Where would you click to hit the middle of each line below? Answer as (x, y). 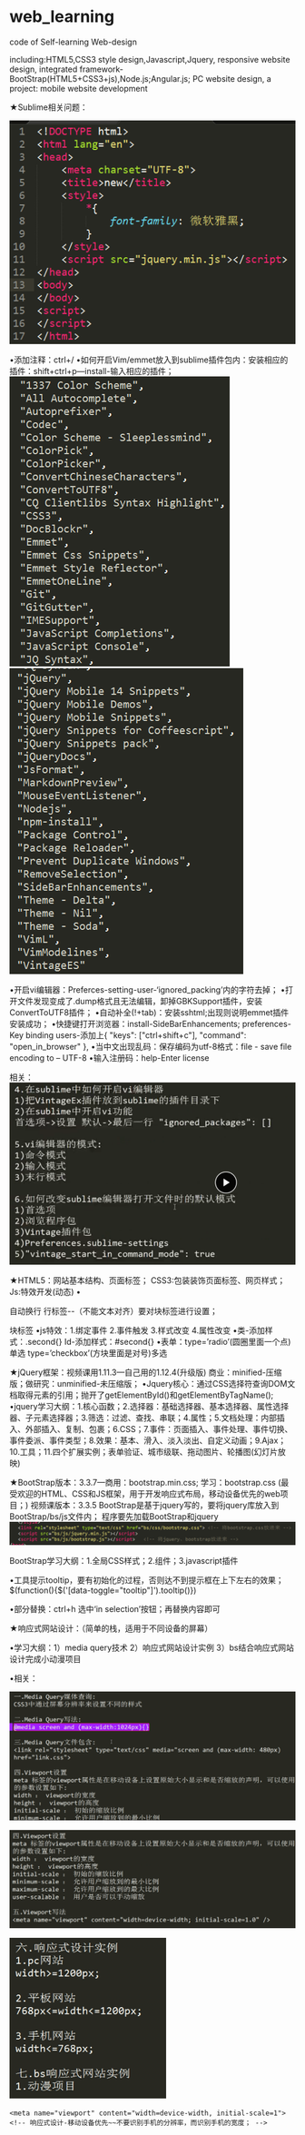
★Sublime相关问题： (49, 107)
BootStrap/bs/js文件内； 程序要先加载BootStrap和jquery (114, 1517)
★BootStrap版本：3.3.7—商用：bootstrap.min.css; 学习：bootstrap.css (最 (149, 1483)
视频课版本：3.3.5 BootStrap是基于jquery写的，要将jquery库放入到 (155, 1506)
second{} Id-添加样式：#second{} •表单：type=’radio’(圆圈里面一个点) (159, 1342)
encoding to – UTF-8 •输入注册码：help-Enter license (110, 1058)
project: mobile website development (79, 88)
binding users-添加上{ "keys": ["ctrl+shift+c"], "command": (136, 1035)
